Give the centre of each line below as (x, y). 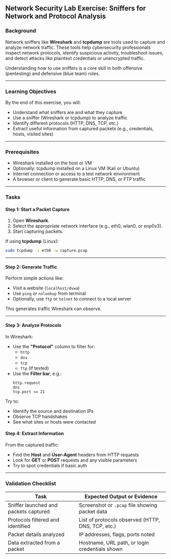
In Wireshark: (19, 337)
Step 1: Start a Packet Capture (37, 209)
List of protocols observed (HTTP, (119, 520)
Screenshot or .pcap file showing (118, 505)
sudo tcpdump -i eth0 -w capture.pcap (46, 251)
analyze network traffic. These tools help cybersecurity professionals (78, 47)
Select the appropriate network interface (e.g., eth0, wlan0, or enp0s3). (88, 226)
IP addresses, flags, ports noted (117, 535)
